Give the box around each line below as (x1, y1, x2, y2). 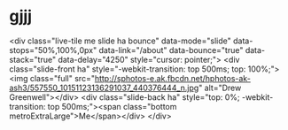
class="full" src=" (29, 73, 96, 83)
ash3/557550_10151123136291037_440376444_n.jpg (9, 82, 199, 93)
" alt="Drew (198, 82, 242, 93)
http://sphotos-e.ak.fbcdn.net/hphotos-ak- (94, 73, 251, 83)
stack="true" (9, 54, 56, 65)
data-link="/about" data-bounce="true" (98, 44, 244, 55)
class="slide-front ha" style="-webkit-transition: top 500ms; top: (9, 64, 246, 74)
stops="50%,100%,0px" (9, 44, 97, 55)
